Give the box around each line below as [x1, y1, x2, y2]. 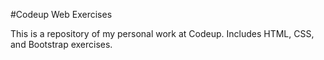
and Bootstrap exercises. [10, 39, 113, 50]
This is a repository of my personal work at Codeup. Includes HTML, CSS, [10, 28, 315, 39]
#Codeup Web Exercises [10, 9, 113, 20]
